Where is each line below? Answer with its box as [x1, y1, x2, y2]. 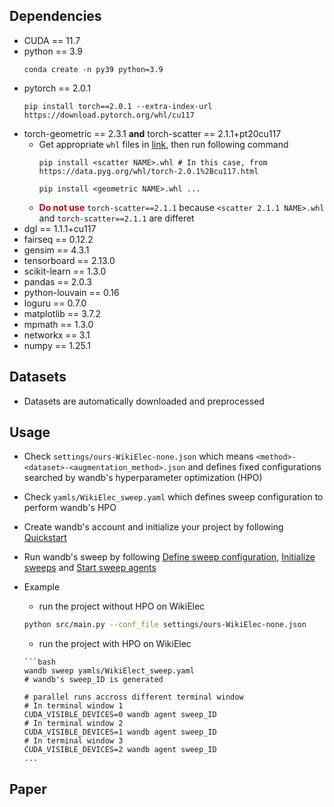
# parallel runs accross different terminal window [23, 692, 244, 703]
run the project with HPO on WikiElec [38, 638, 192, 650]
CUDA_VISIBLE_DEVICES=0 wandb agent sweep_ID [23, 710, 217, 720]
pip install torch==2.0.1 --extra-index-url [23, 101, 213, 111]
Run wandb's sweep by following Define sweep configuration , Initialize [23, 551, 316, 563]
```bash [23, 657, 56, 668]
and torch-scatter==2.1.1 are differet [38, 212, 195, 224]
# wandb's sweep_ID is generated [23, 675, 164, 685]
